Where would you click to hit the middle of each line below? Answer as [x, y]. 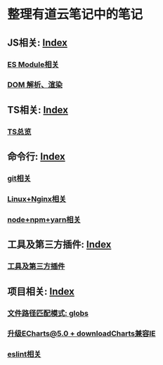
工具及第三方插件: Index [59, 244]
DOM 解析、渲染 [35, 85]
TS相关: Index [38, 110]
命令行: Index [36, 156]
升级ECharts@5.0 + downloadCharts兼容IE [81, 333]
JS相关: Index [38, 43]
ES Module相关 [33, 64]
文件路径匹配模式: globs [48, 313]
